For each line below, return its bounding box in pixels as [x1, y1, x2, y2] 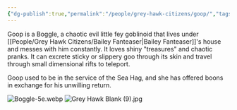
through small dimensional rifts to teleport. [7, 59, 130, 68]
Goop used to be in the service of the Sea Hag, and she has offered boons [7, 73, 224, 82]
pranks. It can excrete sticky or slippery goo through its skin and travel [7, 52, 212, 61]
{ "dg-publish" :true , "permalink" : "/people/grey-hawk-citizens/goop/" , [7, 10, 217, 18]
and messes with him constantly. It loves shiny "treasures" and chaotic [7, 44, 213, 53]
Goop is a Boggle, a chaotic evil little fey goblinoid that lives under [7, 30, 199, 38]
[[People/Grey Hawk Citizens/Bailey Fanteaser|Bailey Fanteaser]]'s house [7, 37, 221, 46]
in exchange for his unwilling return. [7, 80, 111, 89]
